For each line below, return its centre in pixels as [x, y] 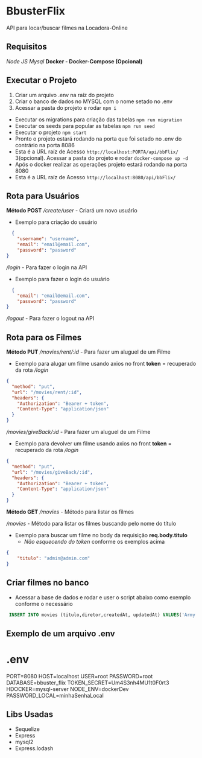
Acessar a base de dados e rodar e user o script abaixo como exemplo [103, 597]
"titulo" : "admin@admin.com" [54, 558]
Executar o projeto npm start [51, 132]
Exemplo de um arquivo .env [61, 633]
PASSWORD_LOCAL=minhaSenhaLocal [55, 695]
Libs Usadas [30, 714]
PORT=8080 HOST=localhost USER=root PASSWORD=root [80, 676]
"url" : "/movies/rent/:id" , [47, 392]
